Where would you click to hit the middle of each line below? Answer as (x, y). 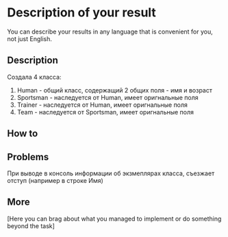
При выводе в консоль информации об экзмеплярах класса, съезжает (111, 173)
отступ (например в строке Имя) (55, 180)
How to (23, 134)
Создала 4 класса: (34, 77)
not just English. (30, 38)
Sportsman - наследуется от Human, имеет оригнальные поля (107, 97)
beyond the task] (31, 226)
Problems (28, 157)
